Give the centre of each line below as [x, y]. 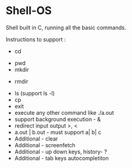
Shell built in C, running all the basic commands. [66, 27]
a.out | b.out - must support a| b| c [58, 132]
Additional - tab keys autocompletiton [61, 158]
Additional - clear [36, 139]
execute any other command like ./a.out [64, 112]
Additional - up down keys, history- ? [61, 152]
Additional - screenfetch [45, 145]
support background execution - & [57, 119]
